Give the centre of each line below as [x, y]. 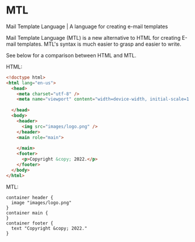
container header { [30, 197]
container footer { [30, 223]
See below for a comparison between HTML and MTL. [71, 55]
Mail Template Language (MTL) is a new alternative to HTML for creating [93, 38]
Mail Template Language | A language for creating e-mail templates [87, 26]
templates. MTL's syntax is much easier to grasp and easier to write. [99, 44]
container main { [27, 213]
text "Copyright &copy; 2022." [49, 228]
